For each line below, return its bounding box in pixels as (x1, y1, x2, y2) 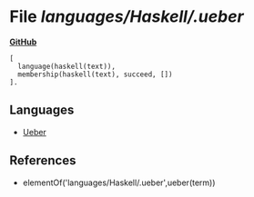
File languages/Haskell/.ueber (9, 6, 244, 27)
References (9, 153, 76, 169)
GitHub (9, 36, 37, 47)
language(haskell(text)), (17, 62, 117, 71)
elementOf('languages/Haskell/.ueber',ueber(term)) (22, 177, 216, 188)
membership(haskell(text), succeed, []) (17, 70, 173, 79)
